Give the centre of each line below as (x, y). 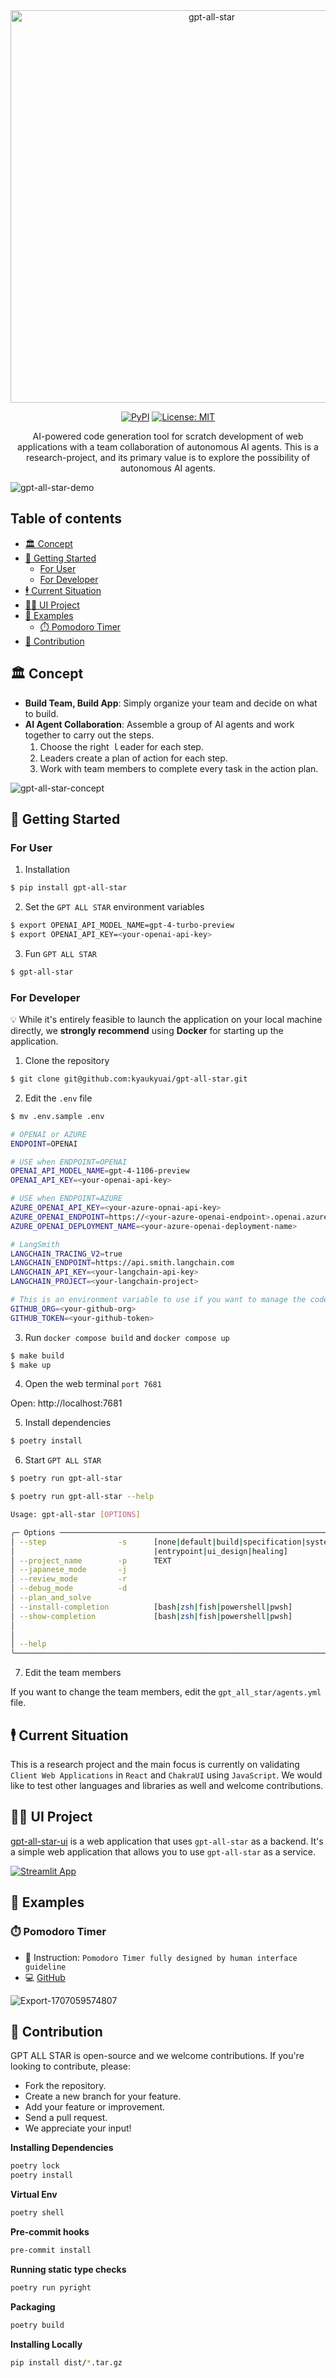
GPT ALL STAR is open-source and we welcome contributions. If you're (157, 2056)
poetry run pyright (51, 2287)
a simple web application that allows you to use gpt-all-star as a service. (163, 1851)
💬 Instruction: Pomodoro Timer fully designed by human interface (161, 1957)
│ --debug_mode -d (69, 1589)
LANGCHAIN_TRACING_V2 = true (66, 1254)
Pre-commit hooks (50, 2231)
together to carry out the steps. (89, 735)
